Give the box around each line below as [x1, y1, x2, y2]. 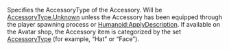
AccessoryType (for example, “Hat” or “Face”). [7, 35, 139, 43]
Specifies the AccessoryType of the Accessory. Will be [7, 6, 162, 14]
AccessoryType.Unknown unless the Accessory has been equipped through [7, 13, 223, 21]
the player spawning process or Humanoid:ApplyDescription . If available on [7, 21, 221, 28]
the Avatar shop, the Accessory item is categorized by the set [7, 27, 182, 36]
